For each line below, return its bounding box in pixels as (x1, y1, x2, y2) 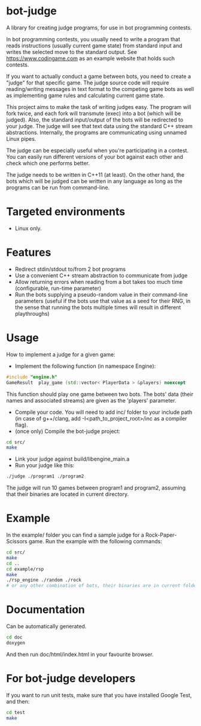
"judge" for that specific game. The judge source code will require (6, 79, 169, 86)
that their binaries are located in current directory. (6, 491, 129, 498)
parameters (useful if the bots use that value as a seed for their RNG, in (14, 297, 191, 304)
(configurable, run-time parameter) (14, 285, 102, 292)
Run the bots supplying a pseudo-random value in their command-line (14, 291, 188, 298)
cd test (6, 709, 26, 715)
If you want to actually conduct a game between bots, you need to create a (6, 72, 191, 80)
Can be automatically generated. (6, 623, 87, 630)
